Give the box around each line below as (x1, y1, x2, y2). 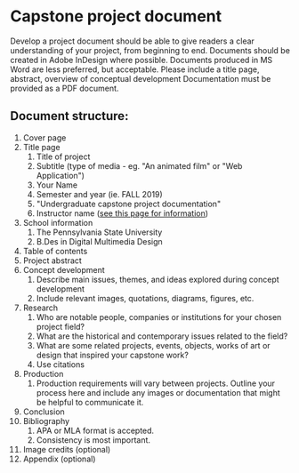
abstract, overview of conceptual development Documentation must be (10, 73, 271, 84)
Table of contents (22, 245, 88, 256)
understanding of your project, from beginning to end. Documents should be (10, 44, 290, 55)
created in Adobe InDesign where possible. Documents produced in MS (10, 54, 273, 65)
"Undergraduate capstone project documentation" (36, 198, 222, 209)
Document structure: (10, 108, 129, 124)
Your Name (36, 180, 78, 190)
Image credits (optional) (22, 444, 111, 454)
